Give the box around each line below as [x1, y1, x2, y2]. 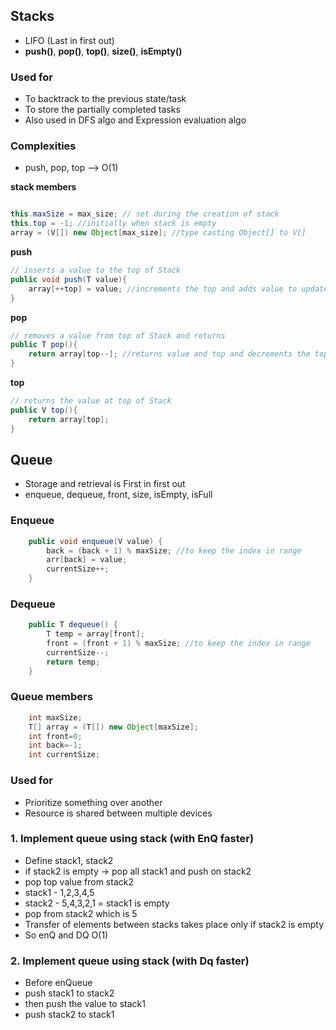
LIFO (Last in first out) [24, 34, 115, 46]
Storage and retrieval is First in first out [24, 478, 186, 490]
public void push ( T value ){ [10, 274, 128, 284]
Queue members [10, 690, 93, 704]
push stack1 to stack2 [24, 987, 115, 999]
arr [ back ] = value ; [46, 555, 128, 565]
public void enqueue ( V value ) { [28, 536, 163, 546]
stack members [10, 181, 77, 193]
